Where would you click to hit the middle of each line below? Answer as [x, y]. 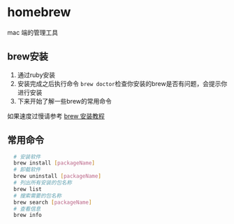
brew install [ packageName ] [54, 163]
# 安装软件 [27, 157]
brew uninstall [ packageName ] [57, 176]
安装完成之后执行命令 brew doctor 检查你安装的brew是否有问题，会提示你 [122, 83]
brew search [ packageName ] [53, 202]
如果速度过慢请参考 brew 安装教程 [56, 115]
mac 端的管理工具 [33, 32]
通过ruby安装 [36, 75]
